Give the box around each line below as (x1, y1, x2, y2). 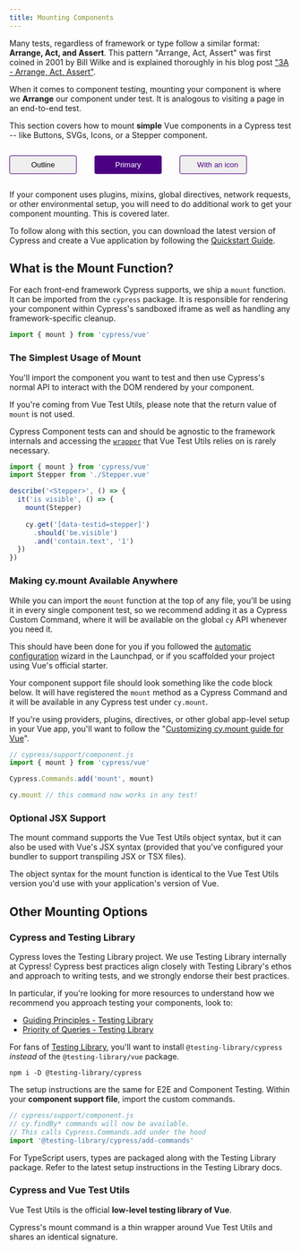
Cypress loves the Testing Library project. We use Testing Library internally (9, 952, 287, 962)
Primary (115, 160, 142, 169)
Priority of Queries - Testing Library (21, 1024, 154, 1035)
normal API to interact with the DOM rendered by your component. (9, 382, 255, 393)
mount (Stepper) (25, 504, 82, 513)
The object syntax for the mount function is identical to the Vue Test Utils (9, 868, 279, 879)
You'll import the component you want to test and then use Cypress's (9, 372, 265, 383)
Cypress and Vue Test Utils (9, 1184, 130, 1196)
